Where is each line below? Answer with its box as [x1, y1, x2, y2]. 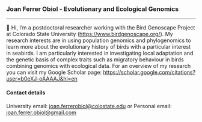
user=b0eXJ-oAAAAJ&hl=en [6, 75, 78, 82]
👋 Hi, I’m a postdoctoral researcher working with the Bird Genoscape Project [6, 24, 195, 31]
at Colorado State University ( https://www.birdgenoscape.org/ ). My [6, 31, 173, 38]
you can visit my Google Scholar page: [6, 69, 102, 76]
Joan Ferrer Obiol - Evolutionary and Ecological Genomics [6, 5, 179, 13]
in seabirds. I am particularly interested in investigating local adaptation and [6, 50, 194, 57]
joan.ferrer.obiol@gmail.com [6, 109, 76, 116]
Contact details [6, 89, 46, 96]
